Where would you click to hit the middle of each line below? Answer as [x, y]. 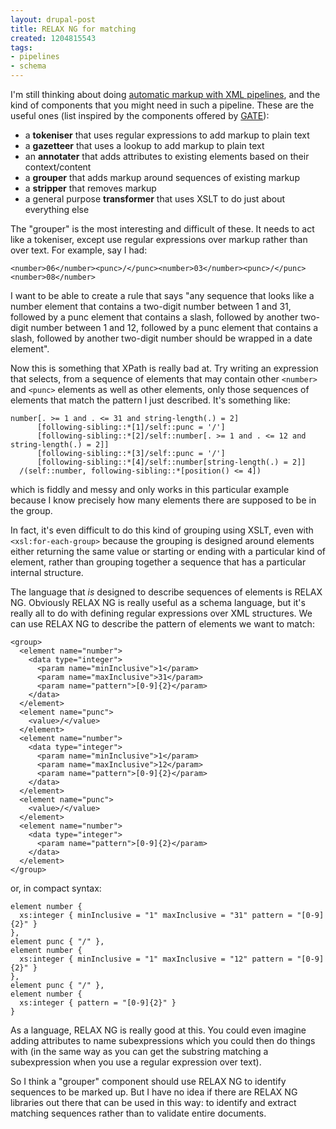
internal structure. [47, 572]
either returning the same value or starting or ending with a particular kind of [168, 551]
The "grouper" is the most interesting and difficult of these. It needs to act [162, 229]
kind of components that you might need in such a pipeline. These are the [162, 105]
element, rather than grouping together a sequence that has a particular [158, 562]
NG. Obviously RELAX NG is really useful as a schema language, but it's [158, 602]
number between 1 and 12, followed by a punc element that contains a [174, 327]
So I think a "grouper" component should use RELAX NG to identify [148, 1081]
